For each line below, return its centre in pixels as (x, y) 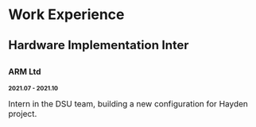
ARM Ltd (25, 71)
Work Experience (66, 15)
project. (23, 114)
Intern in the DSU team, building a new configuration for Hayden (128, 104)
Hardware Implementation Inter (99, 45)
